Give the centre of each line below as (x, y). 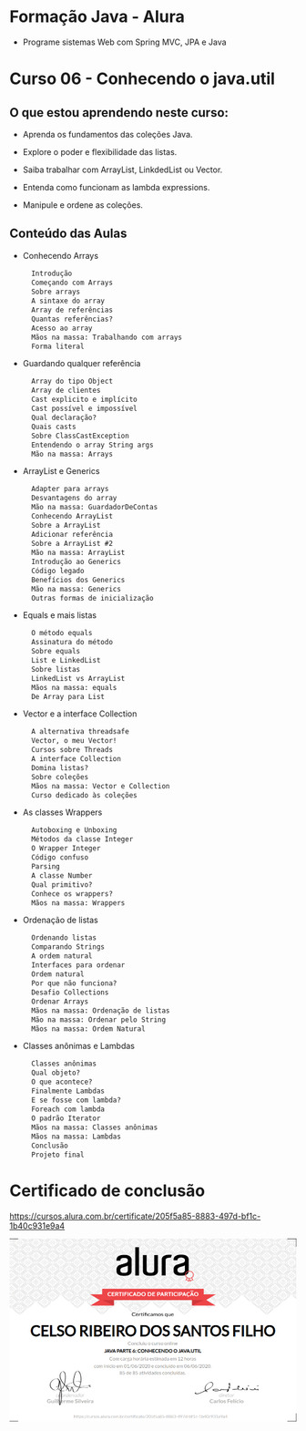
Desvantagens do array (74, 498)
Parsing (46, 866)
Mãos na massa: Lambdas (76, 1137)
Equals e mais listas (60, 615)
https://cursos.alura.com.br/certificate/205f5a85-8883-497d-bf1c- (135, 1216)
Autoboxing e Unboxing (74, 830)
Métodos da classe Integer (82, 839)
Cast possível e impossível (85, 408)
